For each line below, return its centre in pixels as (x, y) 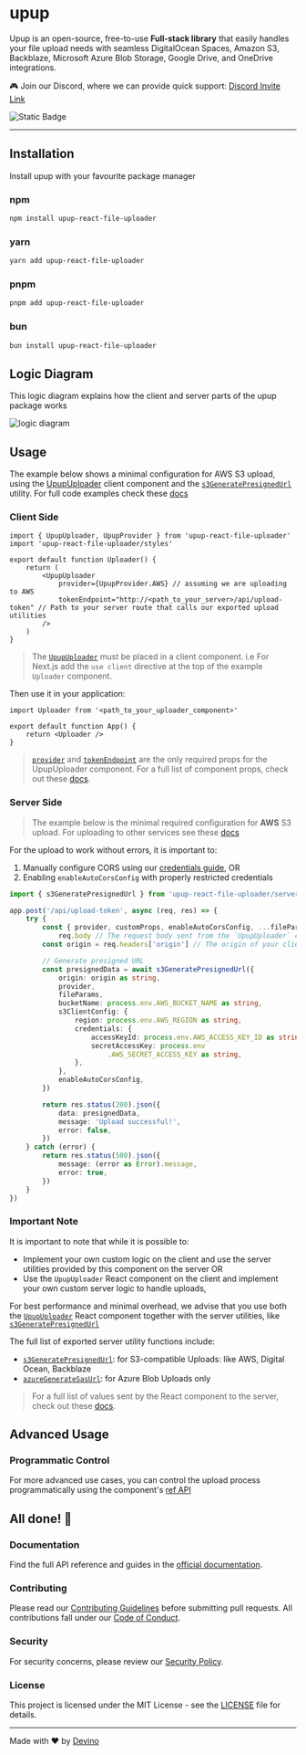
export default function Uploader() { (83, 560)
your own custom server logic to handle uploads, (114, 1288)
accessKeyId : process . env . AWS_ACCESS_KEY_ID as (183, 1037)
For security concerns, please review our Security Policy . (117, 1661)
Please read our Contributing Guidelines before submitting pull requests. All (151, 1608)
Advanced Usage (59, 1435)
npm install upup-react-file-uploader (83, 219)
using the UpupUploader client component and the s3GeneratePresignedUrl (151, 484)
